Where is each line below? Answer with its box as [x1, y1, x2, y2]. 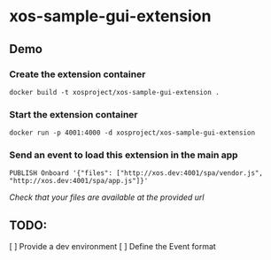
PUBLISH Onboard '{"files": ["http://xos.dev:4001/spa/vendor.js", [9, 169, 264, 178]
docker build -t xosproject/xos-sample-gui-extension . [9, 88, 220, 96]
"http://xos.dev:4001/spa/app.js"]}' [9, 177, 149, 186]
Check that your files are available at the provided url [9, 192, 205, 203]
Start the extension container [9, 108, 138, 120]
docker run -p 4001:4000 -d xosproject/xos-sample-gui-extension [9, 128, 255, 138]
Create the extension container [9, 68, 146, 80]
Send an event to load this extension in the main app [9, 149, 238, 161]
